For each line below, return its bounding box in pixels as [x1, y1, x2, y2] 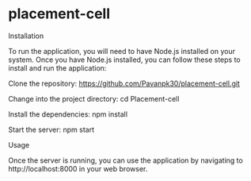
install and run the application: [8, 63, 107, 72]
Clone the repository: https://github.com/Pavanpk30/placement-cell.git [8, 79, 240, 88]
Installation [8, 31, 44, 40]
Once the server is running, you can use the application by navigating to [8, 156, 243, 165]
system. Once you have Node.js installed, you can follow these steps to [8, 55, 241, 64]
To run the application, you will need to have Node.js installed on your [8, 46, 236, 56]
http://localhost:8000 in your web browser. [8, 164, 148, 173]
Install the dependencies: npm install [8, 109, 128, 119]
